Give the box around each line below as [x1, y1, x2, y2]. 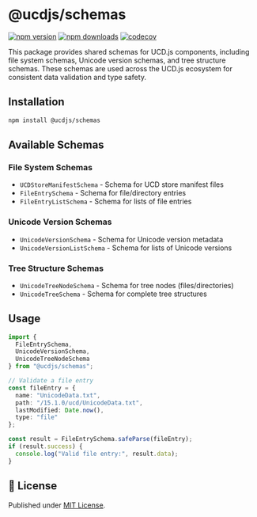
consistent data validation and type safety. [8, 72, 146, 82]
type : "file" [15, 413, 59, 421]
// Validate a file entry [8, 377, 93, 385]
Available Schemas [8, 139, 104, 152]
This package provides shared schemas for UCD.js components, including [8, 47, 250, 56]
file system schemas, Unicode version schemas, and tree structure [8, 55, 226, 65]
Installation [8, 95, 65, 108]
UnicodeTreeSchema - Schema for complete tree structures [19, 289, 207, 298]
